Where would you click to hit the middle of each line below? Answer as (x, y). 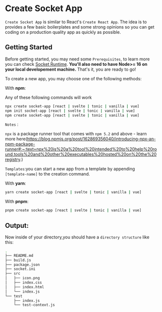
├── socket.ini (20, 269)
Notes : (12, 124)
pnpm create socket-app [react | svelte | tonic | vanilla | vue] (73, 210)
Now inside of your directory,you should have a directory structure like (77, 237)
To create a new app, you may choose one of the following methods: (73, 78)
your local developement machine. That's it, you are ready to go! (71, 69)
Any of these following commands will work (48, 97)
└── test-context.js (34, 305)
